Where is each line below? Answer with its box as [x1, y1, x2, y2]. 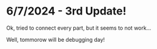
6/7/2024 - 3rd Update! [6, 4, 127, 18]
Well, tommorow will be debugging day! [6, 36, 105, 43]
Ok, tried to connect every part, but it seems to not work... [6, 24, 152, 31]
